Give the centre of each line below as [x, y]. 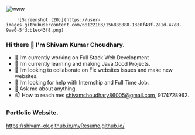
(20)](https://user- [76, 20]
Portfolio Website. [32, 113]
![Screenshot [32, 20]
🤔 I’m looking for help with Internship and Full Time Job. [82, 83]
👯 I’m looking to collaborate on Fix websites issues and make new [94, 70]
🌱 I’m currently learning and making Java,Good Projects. [82, 64]
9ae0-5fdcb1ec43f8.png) [35, 30]
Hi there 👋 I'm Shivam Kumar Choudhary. [65, 45]
